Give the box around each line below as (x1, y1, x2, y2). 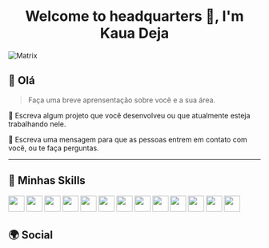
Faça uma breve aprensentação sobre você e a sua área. (27, 95, 216, 105)
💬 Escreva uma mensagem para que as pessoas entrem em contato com (8, 134, 248, 144)
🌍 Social (8, 228, 54, 242)
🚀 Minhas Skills (8, 174, 86, 187)
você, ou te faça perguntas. (8, 143, 99, 153)
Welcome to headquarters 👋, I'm (25, 7, 244, 26)
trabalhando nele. (8, 119, 66, 129)
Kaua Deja (99, 24, 170, 42)
